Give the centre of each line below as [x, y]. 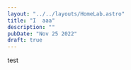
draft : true [25, 40]
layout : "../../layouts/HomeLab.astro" [66, 14]
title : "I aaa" [31, 21]
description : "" [31, 27]
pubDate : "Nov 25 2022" [42, 34]
